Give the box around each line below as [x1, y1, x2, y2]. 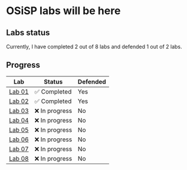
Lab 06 [9, 135, 29, 144]
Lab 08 [9, 154, 29, 162]
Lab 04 [9, 116, 29, 124]
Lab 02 [9, 97, 29, 105]
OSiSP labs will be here [6, 4, 121, 18]
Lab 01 [9, 87, 29, 95]
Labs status [6, 28, 50, 38]
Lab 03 [9, 106, 29, 115]
